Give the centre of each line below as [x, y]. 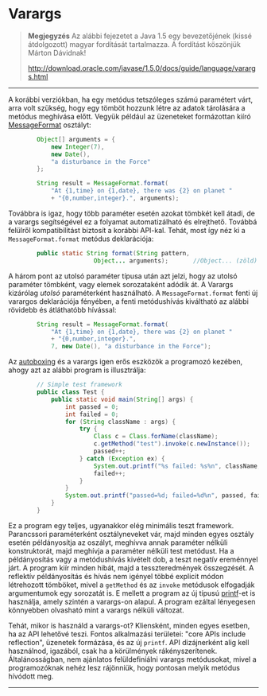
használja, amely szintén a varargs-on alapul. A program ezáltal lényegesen [132, 601]
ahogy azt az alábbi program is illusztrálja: [77, 370]
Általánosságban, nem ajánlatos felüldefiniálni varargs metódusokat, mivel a [132, 659]
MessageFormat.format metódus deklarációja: [81, 239]
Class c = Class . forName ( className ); [156, 437]
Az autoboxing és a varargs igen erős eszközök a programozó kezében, [126, 362]
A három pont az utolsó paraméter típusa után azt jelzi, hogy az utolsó [123, 276]
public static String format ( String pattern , [114, 253]
